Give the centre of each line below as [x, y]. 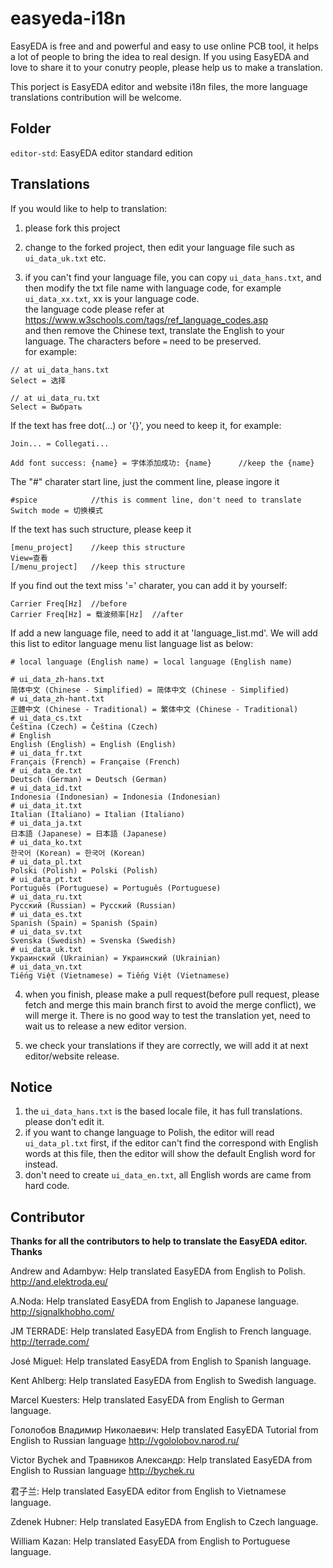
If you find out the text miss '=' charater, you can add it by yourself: [149, 585]
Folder [31, 128]
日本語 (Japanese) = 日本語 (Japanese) [89, 833]
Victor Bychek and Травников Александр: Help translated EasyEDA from [161, 1460]
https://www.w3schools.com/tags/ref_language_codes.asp [146, 319]
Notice [31, 1087]
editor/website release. [72, 1056]
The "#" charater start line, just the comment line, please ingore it [145, 481]
